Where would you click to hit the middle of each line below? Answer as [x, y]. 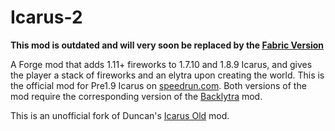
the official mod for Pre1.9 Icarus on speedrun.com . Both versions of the [158, 85]
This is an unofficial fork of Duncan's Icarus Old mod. [120, 115]
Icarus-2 [46, 17]
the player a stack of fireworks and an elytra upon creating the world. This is [167, 75]
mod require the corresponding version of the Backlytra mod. [136, 96]
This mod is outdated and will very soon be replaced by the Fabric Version [167, 45]
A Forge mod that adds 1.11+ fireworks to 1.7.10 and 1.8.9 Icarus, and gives [161, 64]
